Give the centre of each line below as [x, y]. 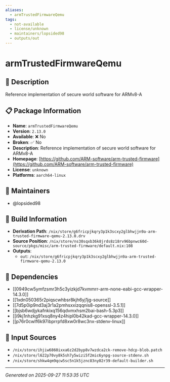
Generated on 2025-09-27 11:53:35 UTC [47, 375]
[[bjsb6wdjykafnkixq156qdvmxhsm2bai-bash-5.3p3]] [68, 311]
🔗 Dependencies [32, 277]
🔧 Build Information [36, 219]
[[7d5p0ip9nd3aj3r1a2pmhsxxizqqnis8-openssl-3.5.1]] [69, 305]
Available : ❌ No [29, 136]
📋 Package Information [43, 111]
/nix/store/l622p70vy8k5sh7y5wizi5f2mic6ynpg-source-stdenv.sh [81, 355]
